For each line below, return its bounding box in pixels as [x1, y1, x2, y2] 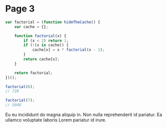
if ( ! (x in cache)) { [23, 43, 69, 48]
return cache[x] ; [23, 57, 60, 62]
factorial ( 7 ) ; [5, 98, 35, 103]
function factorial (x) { [14, 33, 67, 38]
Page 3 [5, 3, 35, 15]
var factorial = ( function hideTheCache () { [5, 20, 100, 25]
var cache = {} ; [14, 24, 49, 29]
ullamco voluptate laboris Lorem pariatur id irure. [5, 117, 107, 123]
